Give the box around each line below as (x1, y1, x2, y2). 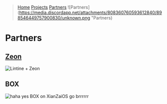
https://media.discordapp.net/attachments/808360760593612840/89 (19, 9, 162, 15)
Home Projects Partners (17, 4, 67, 10)
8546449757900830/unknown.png (17, 15, 91, 20)
